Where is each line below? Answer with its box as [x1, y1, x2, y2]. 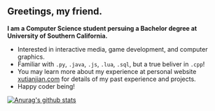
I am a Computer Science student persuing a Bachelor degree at [7, 24, 197, 32]
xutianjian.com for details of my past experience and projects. [17, 75, 196, 83]
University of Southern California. [7, 31, 108, 40]
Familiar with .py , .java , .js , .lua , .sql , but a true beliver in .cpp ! [17, 59, 205, 68]
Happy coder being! [17, 82, 76, 90]
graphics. [17, 52, 46, 61]
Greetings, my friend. [7, 6, 103, 17]
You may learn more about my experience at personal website [17, 67, 197, 75]
